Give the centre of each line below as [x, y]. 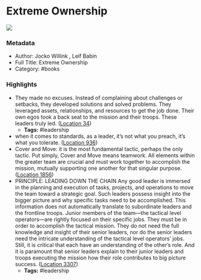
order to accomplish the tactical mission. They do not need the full [97, 226]
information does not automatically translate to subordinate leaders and [103, 207]
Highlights [22, 84]
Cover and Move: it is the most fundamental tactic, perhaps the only [99, 149]
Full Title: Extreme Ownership [51, 63]
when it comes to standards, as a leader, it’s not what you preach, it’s [100, 136]
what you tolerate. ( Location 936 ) [56, 142]
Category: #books [37, 69]
